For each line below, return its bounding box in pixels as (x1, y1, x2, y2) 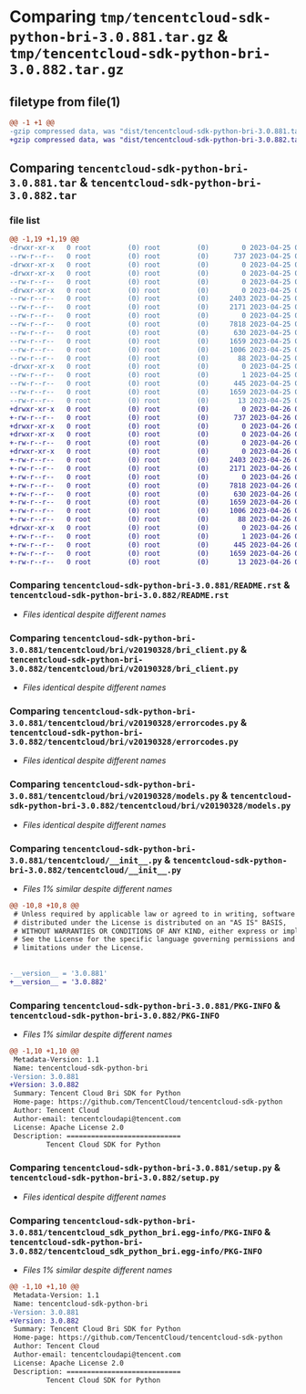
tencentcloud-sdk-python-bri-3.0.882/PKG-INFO (9, 1011, 220, 1021)
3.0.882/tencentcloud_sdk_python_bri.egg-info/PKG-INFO (9, 1246, 262, 1256)
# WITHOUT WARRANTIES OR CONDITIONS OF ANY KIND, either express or (13, 927, 280, 936)
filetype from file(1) (9, 94, 121, 110)
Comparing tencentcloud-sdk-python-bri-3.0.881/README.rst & (9, 579, 291, 592)
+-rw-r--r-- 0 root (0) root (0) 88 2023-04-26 (9, 515, 291, 524)
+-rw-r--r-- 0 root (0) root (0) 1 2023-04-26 (9, 531, 291, 540)
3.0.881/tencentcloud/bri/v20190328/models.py (9, 791, 220, 802)
